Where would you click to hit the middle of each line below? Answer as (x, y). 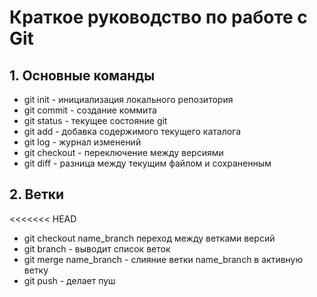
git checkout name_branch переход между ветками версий (149, 238)
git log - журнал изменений (82, 142)
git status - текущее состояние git (95, 120)
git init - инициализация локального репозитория (128, 99)
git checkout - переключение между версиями (123, 152)
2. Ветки (37, 194)
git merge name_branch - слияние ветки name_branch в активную (163, 259)
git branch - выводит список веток (97, 248)
